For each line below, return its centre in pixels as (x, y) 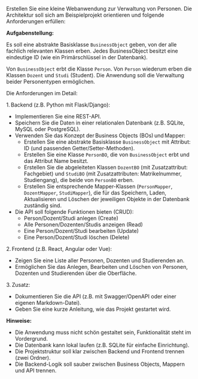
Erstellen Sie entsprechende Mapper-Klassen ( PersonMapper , (98, 186)
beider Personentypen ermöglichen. (51, 81)
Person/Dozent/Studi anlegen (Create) (71, 218)
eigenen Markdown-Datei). (48, 303)
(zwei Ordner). (33, 358)
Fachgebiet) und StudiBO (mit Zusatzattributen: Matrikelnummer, (103, 174)
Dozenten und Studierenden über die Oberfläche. (76, 273)
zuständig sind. (42, 205)
